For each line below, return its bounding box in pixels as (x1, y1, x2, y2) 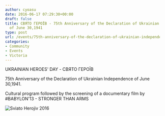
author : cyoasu (5, 7, 36, 12)
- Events (5, 48, 23, 53)
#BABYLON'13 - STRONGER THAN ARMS (5, 96, 89, 102)
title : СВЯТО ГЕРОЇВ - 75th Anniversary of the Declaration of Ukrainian (5, 21, 160, 26)
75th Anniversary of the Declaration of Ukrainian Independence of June (5, 76, 150, 82)
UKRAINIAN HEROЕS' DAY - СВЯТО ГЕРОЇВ (5, 66, 94, 72)
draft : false (5, 16, 32, 21)
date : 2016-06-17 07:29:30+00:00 (5, 12, 74, 17)
